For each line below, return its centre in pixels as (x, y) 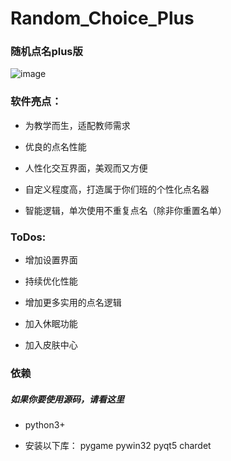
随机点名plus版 (46, 52)
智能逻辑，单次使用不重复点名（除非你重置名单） (125, 210)
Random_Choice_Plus (102, 18)
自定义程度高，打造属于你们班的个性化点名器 (117, 189)
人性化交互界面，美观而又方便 (86, 168)
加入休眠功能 (51, 324)
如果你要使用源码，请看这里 (67, 399)
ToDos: (28, 237)
